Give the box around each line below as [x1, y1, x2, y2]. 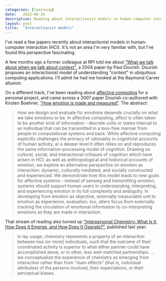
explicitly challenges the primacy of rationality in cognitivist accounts [17, 136, 158, 142]
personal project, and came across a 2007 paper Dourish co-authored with [5, 95, 158, 101]
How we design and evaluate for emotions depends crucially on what [17, 109, 158, 116]
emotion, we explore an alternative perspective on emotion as [17, 162, 143, 168]
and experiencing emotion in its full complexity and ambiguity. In [17, 188, 149, 194]
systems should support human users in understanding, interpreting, [17, 183, 157, 189]
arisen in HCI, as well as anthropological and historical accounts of [17, 157, 153, 163]
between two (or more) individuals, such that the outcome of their [17, 239, 152, 245]
